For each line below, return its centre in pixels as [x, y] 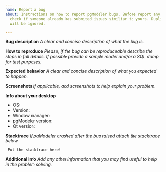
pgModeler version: [33, 121]
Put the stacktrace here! [34, 150]
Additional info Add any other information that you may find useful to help [81, 159]
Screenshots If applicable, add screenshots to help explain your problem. [81, 86]
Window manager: [31, 116]
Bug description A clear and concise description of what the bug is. [75, 42]
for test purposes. [24, 62]
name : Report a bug [26, 10]
